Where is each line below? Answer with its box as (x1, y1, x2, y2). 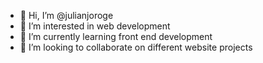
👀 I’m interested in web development (19, 20, 171, 32)
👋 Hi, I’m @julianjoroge (19, 10, 114, 21)
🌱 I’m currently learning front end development (19, 31, 213, 42)
